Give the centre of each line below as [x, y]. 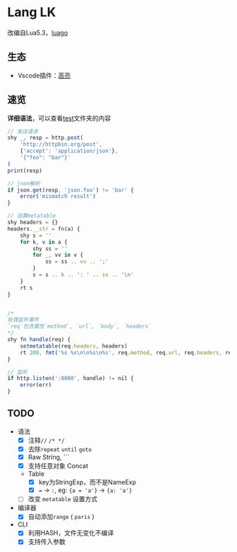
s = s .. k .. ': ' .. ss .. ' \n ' [83, 275]
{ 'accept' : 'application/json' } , [69, 151]
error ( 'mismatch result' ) [58, 197]
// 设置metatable [32, 216]
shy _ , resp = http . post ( [45, 138]
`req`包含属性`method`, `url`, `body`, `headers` [79, 326]
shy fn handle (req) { [39, 340]
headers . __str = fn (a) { [44, 229]
